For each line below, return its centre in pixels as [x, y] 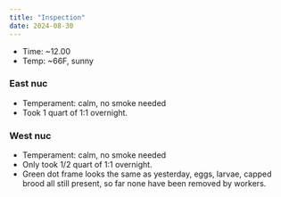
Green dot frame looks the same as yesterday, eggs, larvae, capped [147, 174]
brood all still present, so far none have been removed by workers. [144, 184]
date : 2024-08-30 [41, 26]
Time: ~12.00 [46, 51]
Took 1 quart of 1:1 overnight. [74, 112]
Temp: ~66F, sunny [58, 61]
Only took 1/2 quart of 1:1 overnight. [87, 165]
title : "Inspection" [48, 17]
